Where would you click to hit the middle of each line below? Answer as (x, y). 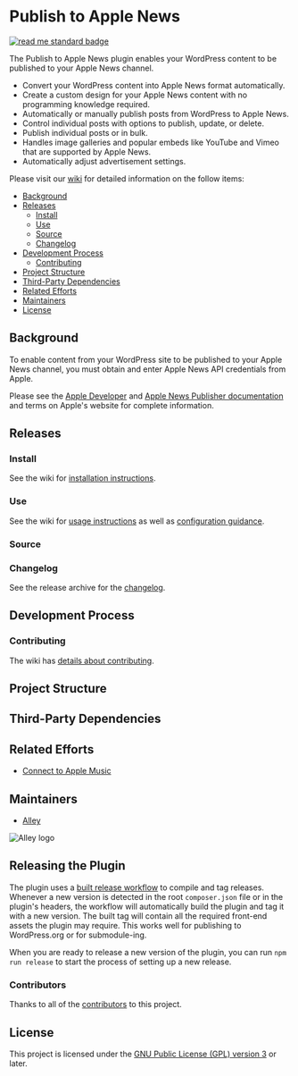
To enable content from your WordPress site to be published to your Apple (146, 359)
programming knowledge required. (86, 104)
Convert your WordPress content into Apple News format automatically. (153, 85)
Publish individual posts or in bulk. (85, 132)
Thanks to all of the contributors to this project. (96, 1005)
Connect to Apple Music (66, 771)
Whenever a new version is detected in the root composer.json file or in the (146, 896)
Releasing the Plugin (68, 866)
